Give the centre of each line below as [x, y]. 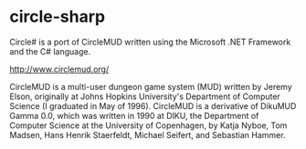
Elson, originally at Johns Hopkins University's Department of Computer [145, 96]
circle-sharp [58, 17]
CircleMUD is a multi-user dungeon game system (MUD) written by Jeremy [151, 86]
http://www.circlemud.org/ [59, 69]
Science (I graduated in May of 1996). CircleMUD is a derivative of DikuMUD [153, 105]
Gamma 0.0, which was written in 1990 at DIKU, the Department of [134, 115]
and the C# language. [50, 51]
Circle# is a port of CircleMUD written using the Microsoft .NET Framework [150, 42]
